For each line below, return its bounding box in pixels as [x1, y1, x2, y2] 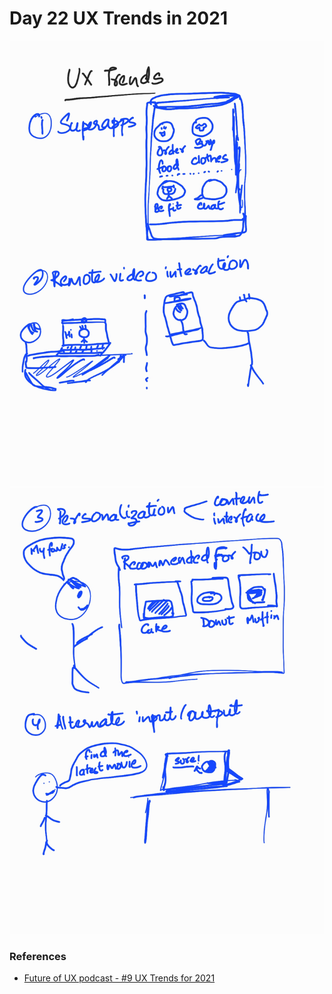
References [9, 949, 67, 963]
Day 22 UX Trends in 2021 [9, 7, 228, 30]
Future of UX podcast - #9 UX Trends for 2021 [23, 972, 216, 984]
